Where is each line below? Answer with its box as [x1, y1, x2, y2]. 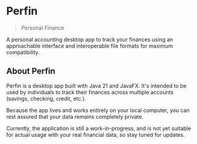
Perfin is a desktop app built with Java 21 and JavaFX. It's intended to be [6, 82, 187, 89]
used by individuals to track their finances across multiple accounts [6, 89, 174, 96]
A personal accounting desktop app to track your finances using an [6, 36, 174, 43]
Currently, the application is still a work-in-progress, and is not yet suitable [6, 125, 192, 132]
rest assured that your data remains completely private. [6, 113, 143, 120]
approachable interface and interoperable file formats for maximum [6, 42, 174, 49]
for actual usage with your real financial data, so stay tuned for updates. [6, 131, 185, 138]
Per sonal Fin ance [20, 24, 64, 31]
